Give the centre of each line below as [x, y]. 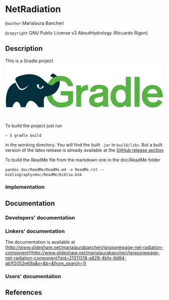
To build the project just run [34, 125]
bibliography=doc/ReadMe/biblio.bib [44, 175]
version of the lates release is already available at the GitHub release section [84, 150]
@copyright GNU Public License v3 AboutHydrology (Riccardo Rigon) [77, 33]
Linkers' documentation [35, 231]
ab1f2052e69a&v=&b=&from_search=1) [46, 263]
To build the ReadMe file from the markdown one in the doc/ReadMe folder [83, 160]
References [24, 293]
